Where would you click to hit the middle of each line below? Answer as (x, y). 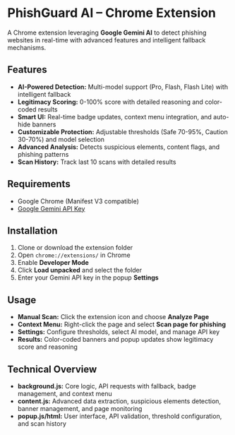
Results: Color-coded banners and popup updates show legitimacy (115, 340)
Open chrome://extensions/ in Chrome (74, 255)
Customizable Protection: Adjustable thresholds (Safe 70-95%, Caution (122, 131)
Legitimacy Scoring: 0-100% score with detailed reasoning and (110, 102)
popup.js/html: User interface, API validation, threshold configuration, (120, 416)
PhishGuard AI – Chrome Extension (112, 13)
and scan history (42, 424)
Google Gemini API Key (51, 208)
